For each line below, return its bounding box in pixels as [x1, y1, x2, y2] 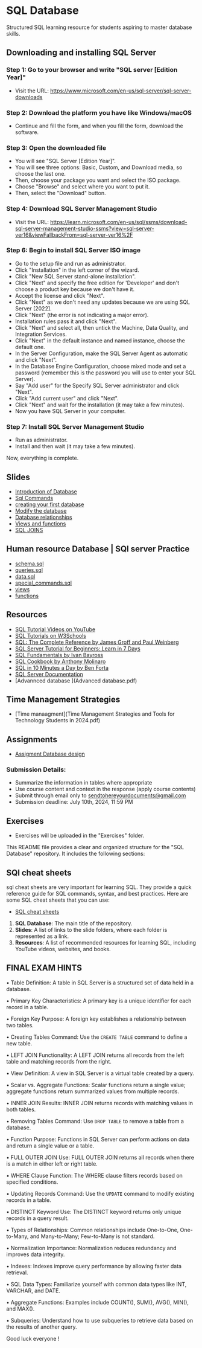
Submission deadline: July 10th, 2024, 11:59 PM [14, 798, 133, 806]
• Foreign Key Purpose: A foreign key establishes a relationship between [6, 1015, 186, 1022]
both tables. [6, 1106, 36, 1113]
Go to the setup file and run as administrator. [14, 260, 126, 267]
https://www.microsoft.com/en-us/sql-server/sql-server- [50, 87, 192, 94]
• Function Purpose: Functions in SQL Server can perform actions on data [6, 1135, 190, 1143]
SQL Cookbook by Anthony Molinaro [14, 658, 106, 665]
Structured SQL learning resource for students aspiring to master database [6, 24, 192, 31]
